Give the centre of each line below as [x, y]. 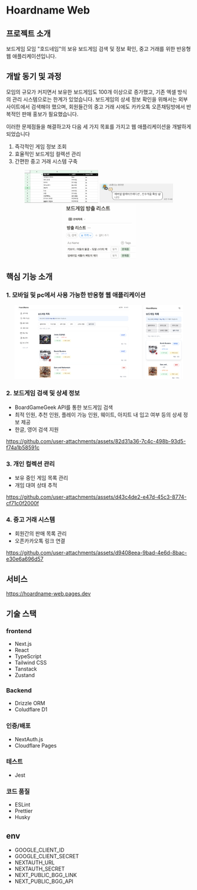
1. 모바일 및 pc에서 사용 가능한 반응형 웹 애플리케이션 [76, 295]
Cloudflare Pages [36, 745]
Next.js [23, 643]
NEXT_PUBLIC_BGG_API [44, 881]
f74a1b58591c [23, 447]
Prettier [24, 811]
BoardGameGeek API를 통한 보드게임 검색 [64, 407]
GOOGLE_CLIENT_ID [39, 850]
